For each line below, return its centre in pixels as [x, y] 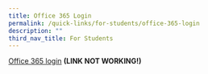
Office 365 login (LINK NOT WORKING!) [75, 61]
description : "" [35, 31]
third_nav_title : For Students [61, 38]
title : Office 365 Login [50, 16]
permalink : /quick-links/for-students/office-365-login [104, 23]
